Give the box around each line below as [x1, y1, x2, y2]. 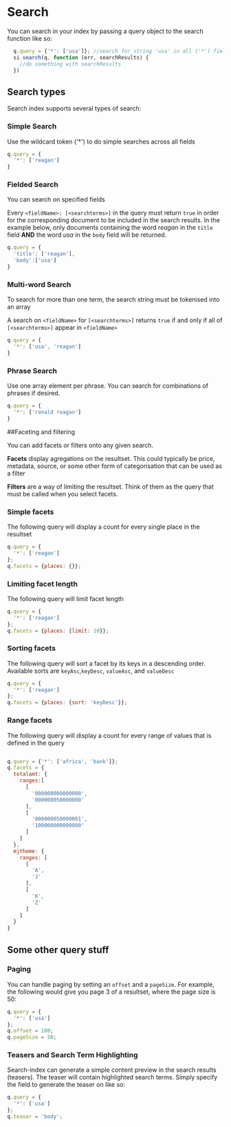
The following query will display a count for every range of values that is [7, 731, 212, 739]
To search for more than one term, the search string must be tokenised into [7, 295, 220, 304]
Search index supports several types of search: [7, 104, 142, 112]
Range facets [7, 716, 53, 725]
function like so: [7, 34, 53, 42]
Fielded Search [7, 180, 58, 190]
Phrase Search [7, 366, 57, 375]
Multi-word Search [7, 280, 71, 289]
